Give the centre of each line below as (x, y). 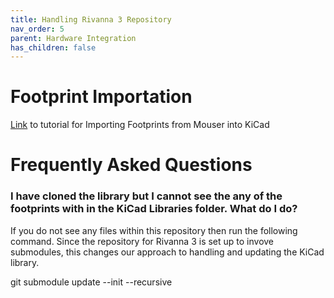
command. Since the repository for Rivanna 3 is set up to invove (142, 241)
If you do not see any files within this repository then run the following (154, 230)
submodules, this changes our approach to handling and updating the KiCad (167, 252)
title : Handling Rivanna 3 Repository (91, 19)
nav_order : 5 (37, 29)
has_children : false (53, 47)
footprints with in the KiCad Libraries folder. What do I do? (154, 209)
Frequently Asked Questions (131, 165)
